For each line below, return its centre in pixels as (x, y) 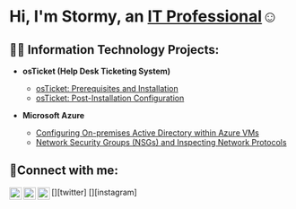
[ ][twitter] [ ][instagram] (94, 192)
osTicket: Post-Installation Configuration (110, 98)
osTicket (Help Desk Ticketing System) (96, 71)
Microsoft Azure (53, 115)
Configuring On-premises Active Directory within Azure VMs (148, 133)
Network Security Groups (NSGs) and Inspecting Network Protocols (161, 142)
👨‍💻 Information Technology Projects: (114, 50)
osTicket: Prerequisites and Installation (107, 88)
